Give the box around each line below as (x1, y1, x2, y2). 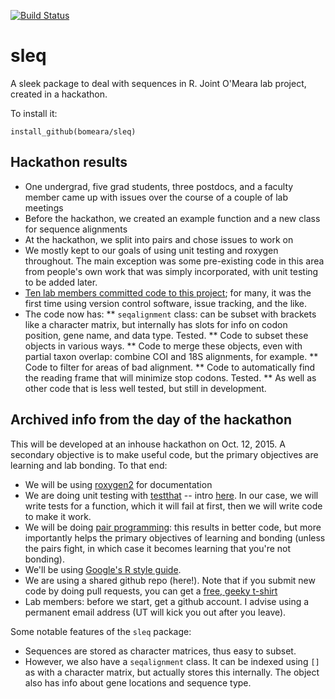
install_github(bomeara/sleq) (10, 126, 137, 137)
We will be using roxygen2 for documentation (24, 478, 213, 490)
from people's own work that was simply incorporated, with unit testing (24, 265, 319, 277)
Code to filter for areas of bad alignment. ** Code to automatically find (24, 361, 316, 373)
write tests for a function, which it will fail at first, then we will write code (24, 500, 323, 512)
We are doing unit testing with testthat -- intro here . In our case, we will (24, 489, 319, 501)
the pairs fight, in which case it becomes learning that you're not (24, 542, 292, 554)
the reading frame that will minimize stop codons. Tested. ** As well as (24, 371, 317, 384)
